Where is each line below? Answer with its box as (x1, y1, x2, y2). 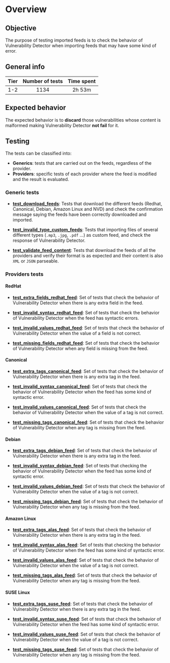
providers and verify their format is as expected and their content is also (12, 252, 163, 259)
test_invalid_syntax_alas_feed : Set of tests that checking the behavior (12, 542, 161, 548)
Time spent (67, 78, 96, 85)
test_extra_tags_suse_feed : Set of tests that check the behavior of (12, 601, 153, 607)
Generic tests (5, 189, 39, 196)
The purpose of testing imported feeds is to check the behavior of (5, 37, 143, 43)
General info (5, 62, 45, 71)
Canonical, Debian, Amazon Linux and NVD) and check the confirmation (12, 206, 163, 212)
